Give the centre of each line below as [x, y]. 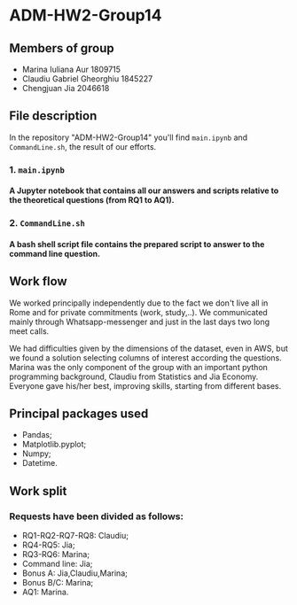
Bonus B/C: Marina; [58, 583]
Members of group [62, 48]
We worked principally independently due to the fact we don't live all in [139, 303]
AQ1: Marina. [45, 592]
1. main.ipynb [37, 169]
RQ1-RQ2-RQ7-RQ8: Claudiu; [75, 536]
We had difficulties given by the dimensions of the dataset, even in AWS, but [148, 348]
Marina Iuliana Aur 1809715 [71, 69]
